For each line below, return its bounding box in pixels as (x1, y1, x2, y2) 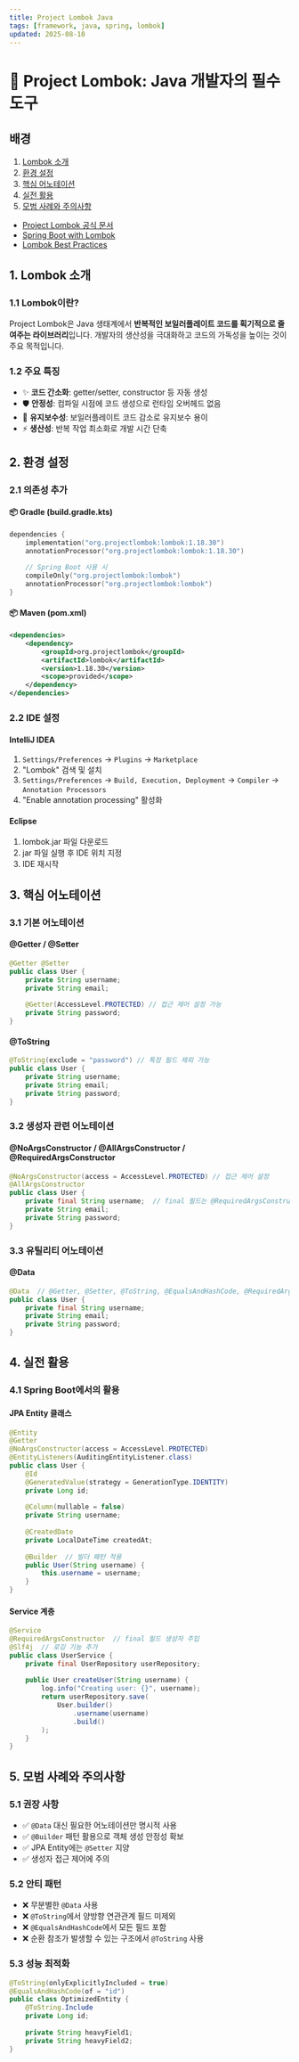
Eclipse (9, 815, 37, 826)
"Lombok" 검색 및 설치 (21, 765, 102, 775)
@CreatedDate (25, 1527, 74, 1537)
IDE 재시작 (21, 859, 60, 870)
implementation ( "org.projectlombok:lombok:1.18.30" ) (25, 538, 225, 547)
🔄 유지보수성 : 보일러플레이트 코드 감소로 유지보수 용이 (21, 412, 208, 423)
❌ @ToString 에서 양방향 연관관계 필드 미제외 (21, 1911, 176, 1921)
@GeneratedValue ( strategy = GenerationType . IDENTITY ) (25, 1477, 229, 1486)
